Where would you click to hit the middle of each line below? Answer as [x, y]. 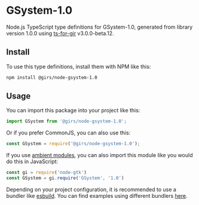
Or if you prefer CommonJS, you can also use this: [68, 133]
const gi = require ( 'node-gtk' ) [46, 173]
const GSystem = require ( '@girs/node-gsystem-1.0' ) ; [73, 144]
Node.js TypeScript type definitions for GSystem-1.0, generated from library [99, 27]
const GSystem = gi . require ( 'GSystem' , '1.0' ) [65, 178]
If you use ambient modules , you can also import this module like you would [99, 155]
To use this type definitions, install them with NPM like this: [79, 66]
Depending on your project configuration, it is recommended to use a [91, 189]
